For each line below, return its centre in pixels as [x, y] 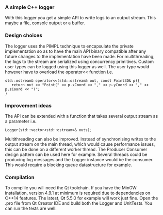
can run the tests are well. [31, 208]
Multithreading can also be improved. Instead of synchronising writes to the [81, 139]
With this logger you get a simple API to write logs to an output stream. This [81, 18]
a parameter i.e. [21, 121]
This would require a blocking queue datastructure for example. [69, 165]
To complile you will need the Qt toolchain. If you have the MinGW [71, 188]
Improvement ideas [28, 106]
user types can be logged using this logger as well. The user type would [77, 66]
